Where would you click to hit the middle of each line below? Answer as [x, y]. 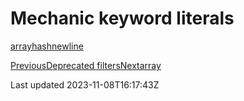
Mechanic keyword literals [122, 18]
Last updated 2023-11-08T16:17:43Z [85, 84]
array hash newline [47, 46]
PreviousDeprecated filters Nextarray [86, 65]
